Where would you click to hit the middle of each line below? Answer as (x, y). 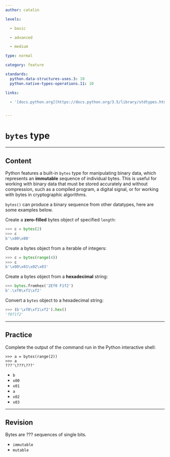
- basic (18, 28)
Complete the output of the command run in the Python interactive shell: (80, 347)
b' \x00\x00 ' (18, 238)
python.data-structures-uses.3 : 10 (47, 79)
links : (12, 93)
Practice (19, 335)
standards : (17, 74)
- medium (19, 47)
